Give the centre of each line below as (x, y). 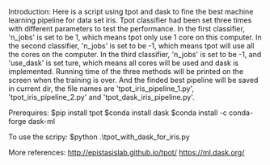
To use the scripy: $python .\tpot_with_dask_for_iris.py (99, 137)
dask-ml (41, 121)
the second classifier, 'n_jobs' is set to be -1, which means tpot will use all (131, 46)
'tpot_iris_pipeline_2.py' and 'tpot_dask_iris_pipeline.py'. (102, 97)
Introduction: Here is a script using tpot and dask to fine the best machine (131, 12)
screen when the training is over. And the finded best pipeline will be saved (133, 80)
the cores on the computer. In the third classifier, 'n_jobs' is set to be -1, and (135, 54)
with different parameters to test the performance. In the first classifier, (127, 29)
